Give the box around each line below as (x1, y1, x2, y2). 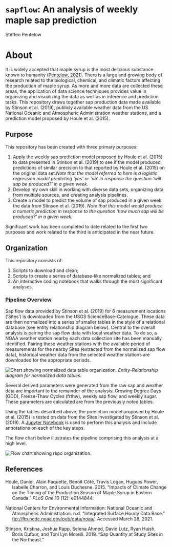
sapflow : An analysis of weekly (5, 4, 138, 15)
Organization (5, 244, 48, 253)
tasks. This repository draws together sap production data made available (5, 99, 161, 105)
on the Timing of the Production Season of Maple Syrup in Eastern (12, 489, 152, 495)
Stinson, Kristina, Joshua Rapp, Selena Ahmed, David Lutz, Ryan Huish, (5, 525, 156, 532)
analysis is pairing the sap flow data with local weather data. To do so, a (5, 329, 157, 336)
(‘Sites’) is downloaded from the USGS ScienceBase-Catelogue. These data (5, 313, 165, 320)
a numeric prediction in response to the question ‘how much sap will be (12, 208, 164, 214)
